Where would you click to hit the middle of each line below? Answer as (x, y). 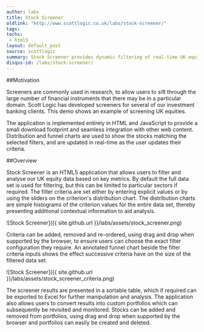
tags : (13, 29)
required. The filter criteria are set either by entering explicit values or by (97, 191)
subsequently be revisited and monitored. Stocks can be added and (91, 310)
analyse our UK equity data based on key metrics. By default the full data (98, 178)
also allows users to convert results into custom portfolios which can (92, 303)
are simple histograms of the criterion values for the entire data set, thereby (101, 205)
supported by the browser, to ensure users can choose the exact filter (94, 241)
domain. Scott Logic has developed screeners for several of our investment (100, 104)
